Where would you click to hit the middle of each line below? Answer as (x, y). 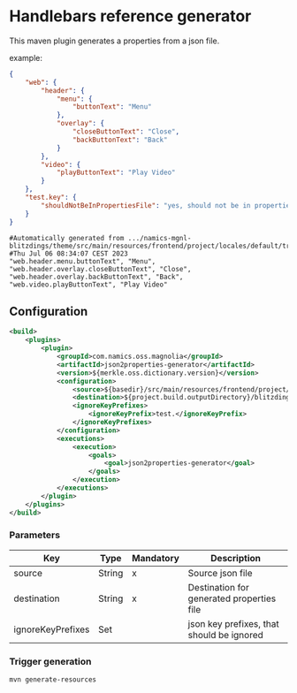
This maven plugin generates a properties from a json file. (114, 41)
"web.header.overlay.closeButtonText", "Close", (100, 269)
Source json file (221, 573)
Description (236, 558)
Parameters (34, 535)
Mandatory (156, 558)
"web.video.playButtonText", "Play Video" (88, 285)
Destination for (218, 587)
